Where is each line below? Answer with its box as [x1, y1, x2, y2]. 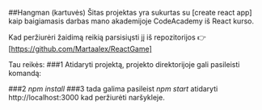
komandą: [8, 69, 42, 78]
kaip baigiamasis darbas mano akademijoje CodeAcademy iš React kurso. [8, 16, 255, 26]
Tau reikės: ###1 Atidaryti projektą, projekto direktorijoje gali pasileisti [8, 60, 240, 69]
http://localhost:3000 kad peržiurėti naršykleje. [8, 93, 166, 102]
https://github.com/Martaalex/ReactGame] [11, 44, 152, 53]
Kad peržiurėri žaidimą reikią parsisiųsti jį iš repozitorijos [8, 32, 196, 42]
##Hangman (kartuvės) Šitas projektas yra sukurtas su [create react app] [8, 8, 252, 17]
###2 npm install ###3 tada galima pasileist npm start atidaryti [8, 84, 218, 93]
